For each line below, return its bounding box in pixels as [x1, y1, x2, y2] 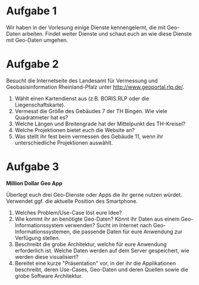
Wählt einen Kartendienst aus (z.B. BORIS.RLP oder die [14, 95, 150, 102]
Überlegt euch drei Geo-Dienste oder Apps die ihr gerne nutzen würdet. [6, 191, 182, 198]
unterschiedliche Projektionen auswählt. [14, 139, 113, 146]
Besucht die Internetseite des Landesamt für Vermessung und [6, 77, 158, 84]
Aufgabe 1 [6, 4, 57, 18]
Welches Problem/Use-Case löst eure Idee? [14, 209, 122, 216]
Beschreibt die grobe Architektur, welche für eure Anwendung [14, 240, 167, 248]
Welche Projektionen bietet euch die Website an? [14, 126, 135, 133]
